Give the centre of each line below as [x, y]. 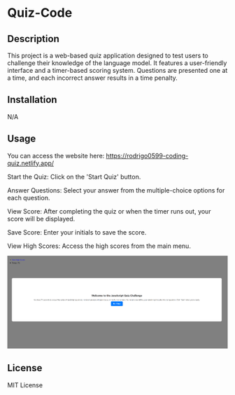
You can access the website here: [56, 155]
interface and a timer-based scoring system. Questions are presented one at [117, 70]
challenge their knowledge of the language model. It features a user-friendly [117, 63]
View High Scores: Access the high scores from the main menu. [99, 246]
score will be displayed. [41, 219]
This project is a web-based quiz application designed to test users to [108, 55]
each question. [29, 197]
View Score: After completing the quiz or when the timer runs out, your [109, 211]
